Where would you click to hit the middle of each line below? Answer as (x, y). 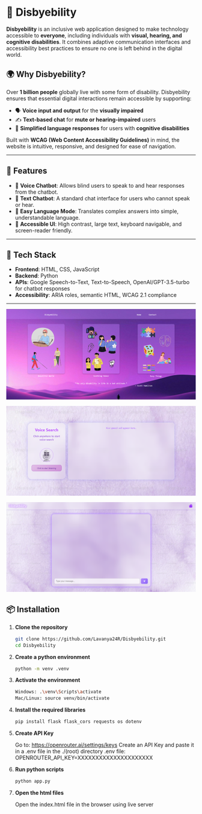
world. (14, 54)
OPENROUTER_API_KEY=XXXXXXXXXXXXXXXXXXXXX (84, 758)
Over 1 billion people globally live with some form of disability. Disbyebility (98, 92)
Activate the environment (47, 680)
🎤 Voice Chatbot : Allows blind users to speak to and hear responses (99, 185)
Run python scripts (39, 769)
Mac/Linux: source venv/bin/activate (62, 698)
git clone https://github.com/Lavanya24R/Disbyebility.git (90, 639)
